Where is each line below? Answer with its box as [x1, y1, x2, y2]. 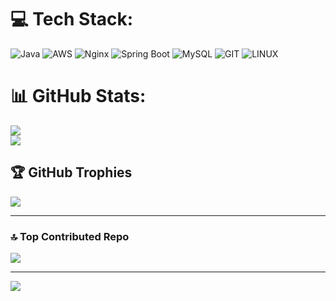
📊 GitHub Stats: [10, 85, 147, 108]
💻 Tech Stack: [10, 8, 134, 31]
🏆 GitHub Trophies [10, 164, 133, 181]
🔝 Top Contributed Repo [10, 229, 130, 243]
